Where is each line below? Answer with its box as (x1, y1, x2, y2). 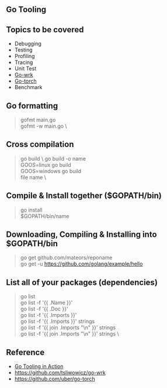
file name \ (20, 173, 47, 181)
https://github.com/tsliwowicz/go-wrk (14, 369, 106, 376)
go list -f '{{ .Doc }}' (20, 305, 68, 312)
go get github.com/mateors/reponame (20, 254, 113, 261)
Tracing (14, 59, 33, 66)
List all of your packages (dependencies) (6, 277, 158, 287)
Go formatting (6, 101, 58, 111)
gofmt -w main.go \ (20, 122, 67, 130)
